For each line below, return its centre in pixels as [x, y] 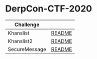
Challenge [27, 24]
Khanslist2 [20, 41]
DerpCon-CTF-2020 [48, 9]
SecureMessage [27, 49]
